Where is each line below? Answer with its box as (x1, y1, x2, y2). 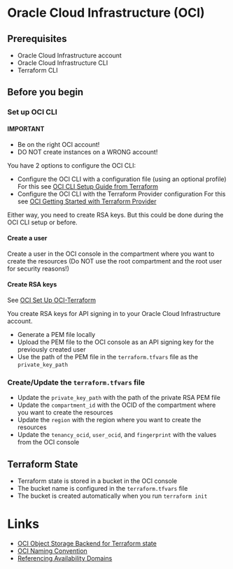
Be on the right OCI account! (17, 140, 100, 148)
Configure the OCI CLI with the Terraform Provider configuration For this (17, 189, 226, 198)
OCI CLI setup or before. (7, 218, 78, 226)
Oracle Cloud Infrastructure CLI (17, 59, 108, 67)
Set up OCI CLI (7, 107, 57, 117)
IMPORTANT (7, 124, 45, 133)
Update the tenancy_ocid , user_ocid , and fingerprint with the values (17, 431, 217, 439)
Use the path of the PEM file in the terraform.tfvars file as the (17, 352, 198, 361)
